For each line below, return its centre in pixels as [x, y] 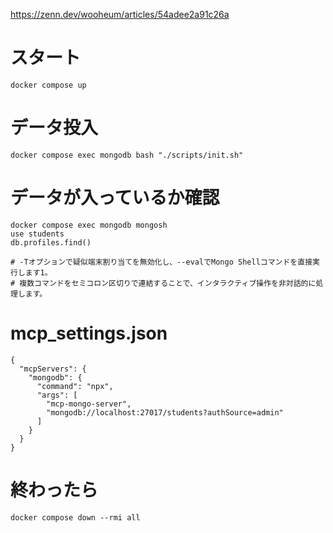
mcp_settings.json [89, 333]
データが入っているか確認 [115, 198]
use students [37, 234]
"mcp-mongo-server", [89, 404]
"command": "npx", [75, 386]
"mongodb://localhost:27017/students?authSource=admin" [165, 412]
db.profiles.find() [51, 242]
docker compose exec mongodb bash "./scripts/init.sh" [127, 155]
